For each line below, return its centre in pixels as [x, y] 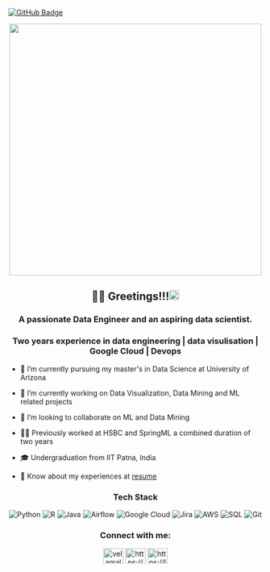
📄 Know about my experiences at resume [88, 476]
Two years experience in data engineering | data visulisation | [135, 341]
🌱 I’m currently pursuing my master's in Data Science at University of [135, 369]
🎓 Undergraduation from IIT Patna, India [88, 457]
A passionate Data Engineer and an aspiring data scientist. [135, 320]
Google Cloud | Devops [135, 351]
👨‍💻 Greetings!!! [131, 297]
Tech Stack [135, 497]
